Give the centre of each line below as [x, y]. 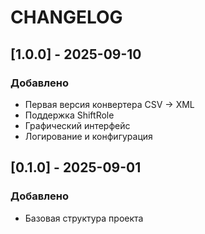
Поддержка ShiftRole [69, 115]
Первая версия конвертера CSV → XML [109, 104]
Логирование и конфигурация [88, 136]
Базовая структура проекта [84, 218]
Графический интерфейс [77, 125]
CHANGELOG [66, 17]
